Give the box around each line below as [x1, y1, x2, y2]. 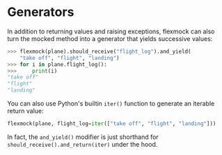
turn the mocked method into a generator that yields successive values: [7, 34, 213, 42]
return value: [7, 107, 44, 115]
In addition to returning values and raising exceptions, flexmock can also [7, 27, 215, 35]
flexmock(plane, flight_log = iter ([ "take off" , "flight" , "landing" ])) [7, 120, 216, 127]
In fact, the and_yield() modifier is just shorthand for [7, 133, 159, 141]
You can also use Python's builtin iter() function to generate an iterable [7, 99, 215, 108]
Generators [7, 4, 74, 20]
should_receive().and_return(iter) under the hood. [7, 140, 158, 148]
